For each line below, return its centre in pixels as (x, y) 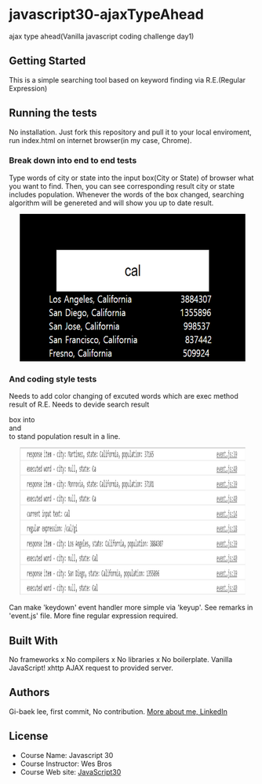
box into (22, 420)
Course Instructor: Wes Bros (66, 764)
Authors (29, 692)
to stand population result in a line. (65, 436)
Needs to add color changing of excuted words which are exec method (124, 396)
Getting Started (47, 61)
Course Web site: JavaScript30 (71, 771)
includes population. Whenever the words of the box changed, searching (127, 194)
